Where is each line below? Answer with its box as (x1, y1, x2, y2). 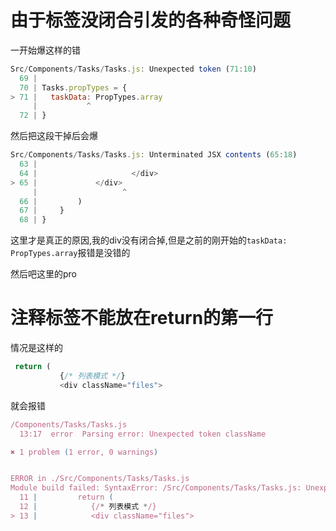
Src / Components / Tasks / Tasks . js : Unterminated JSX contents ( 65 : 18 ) (10, 150, 298, 160)
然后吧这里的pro (10, 268, 78, 280)
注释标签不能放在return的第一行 (10, 307, 274, 330)
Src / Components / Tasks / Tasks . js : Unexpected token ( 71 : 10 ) (10, 64, 257, 74)
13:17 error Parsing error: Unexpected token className (19, 429, 267, 439)
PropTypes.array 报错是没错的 (10, 247, 131, 259)
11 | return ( (19, 492, 114, 503)
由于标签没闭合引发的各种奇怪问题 (10, 9, 292, 32)
